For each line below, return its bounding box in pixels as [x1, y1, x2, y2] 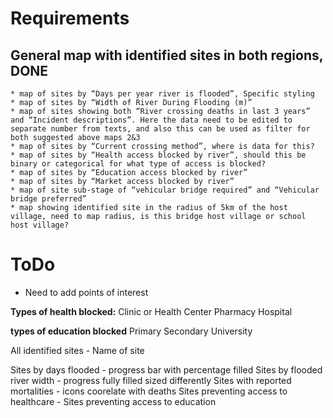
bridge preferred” [10, 194, 87, 204]
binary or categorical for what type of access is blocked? [10, 159, 267, 169]
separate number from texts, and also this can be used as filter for [10, 124, 311, 134]
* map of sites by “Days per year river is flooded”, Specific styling [10, 89, 315, 99]
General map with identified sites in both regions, [10, 47, 324, 64]
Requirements [10, 7, 130, 30]
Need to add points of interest [24, 286, 149, 298]
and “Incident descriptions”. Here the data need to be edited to [10, 115, 293, 125]
